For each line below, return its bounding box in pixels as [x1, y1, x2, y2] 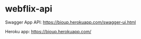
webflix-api [5, 3, 53, 14]
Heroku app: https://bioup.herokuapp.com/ [5, 28, 92, 34]
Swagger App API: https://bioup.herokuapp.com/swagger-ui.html [5, 19, 136, 25]
